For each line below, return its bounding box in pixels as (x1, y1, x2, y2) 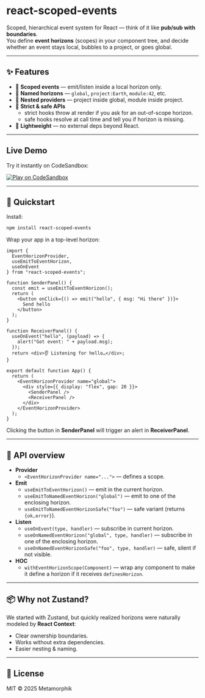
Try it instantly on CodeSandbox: (6, 161, 89, 169)
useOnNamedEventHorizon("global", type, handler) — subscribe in (24, 531, 192, 538)
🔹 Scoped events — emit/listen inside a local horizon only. (15, 83, 162, 90)
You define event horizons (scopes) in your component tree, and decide (6, 37, 189, 44)
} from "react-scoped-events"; (6, 270, 86, 276)
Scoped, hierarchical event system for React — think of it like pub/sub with (6, 24, 196, 31)
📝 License (6, 669, 45, 679)
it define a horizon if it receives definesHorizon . (24, 570, 144, 578)
